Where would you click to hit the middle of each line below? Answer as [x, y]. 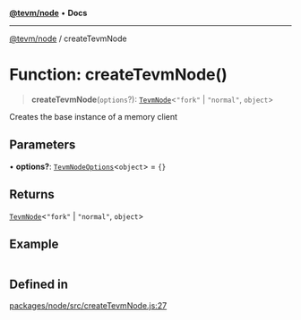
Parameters [43, 145]
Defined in [39, 284]
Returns [32, 194]
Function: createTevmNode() [119, 75]
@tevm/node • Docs [48, 13]
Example [34, 244]
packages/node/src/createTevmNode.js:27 [88, 306]
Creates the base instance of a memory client [93, 116]
